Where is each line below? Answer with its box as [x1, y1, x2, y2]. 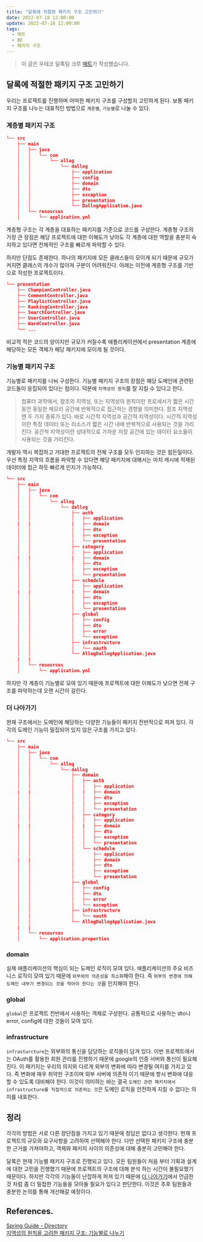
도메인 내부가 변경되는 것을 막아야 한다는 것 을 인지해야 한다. [6, 980, 141, 987]
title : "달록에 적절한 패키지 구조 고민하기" [6, 8, 104, 15]
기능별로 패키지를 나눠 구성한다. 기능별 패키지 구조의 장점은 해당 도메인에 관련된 [6, 377, 194, 385]
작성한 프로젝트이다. [17, 269, 65, 277]
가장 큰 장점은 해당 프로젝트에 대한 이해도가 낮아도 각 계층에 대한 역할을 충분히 [6, 234, 191, 241]
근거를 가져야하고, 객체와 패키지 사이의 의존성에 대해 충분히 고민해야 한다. [12, 1145, 186, 1152]
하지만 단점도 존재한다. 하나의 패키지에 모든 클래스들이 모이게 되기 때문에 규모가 [6, 254, 194, 262]
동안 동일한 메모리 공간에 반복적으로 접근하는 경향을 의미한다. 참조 [21, 405, 177, 413]
